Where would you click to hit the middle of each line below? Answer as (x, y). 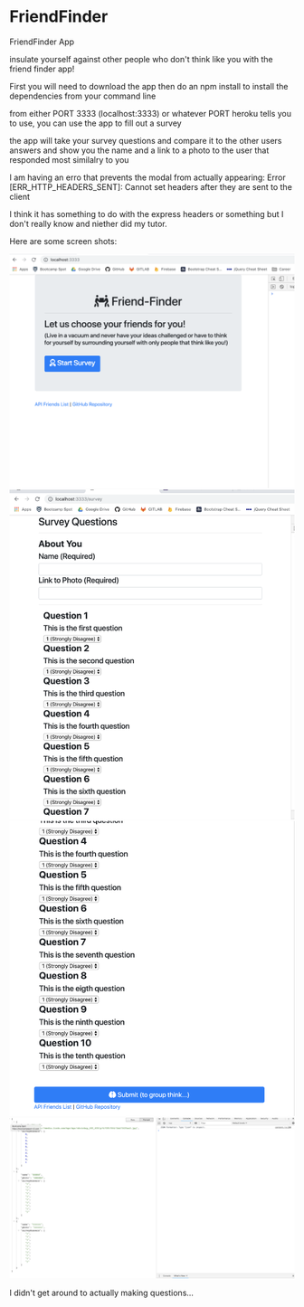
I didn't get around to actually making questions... (102, 1293)
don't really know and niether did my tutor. (88, 223)
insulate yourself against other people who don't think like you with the (141, 59)
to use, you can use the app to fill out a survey (96, 123)
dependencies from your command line (83, 96)
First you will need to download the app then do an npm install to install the (149, 86)
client (19, 196)
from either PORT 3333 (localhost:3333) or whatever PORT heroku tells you (151, 113)
